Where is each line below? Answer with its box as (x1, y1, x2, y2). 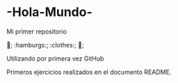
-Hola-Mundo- (6, 4, 92, 20)
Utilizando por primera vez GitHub (6, 54, 104, 63)
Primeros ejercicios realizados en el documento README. (6, 68, 172, 76)
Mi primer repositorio (6, 27, 67, 36)
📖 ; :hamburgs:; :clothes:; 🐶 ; (6, 40, 84, 49)
